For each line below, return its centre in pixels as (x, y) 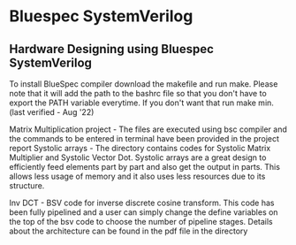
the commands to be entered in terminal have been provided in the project (144, 138)
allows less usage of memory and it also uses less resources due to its (137, 176)
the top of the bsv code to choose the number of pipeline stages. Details (141, 222)
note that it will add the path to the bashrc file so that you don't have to (138, 93)
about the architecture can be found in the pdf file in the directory (129, 231)
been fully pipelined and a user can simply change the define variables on (144, 212)
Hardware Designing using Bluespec (112, 49)
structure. (27, 186)
